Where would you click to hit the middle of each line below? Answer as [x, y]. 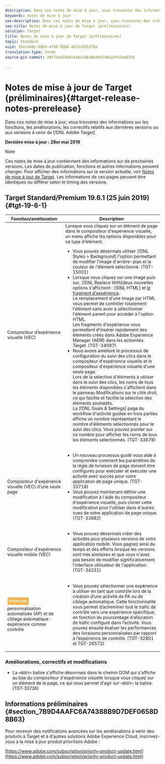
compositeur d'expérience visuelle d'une [114, 366]
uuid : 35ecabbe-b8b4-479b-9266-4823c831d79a [51, 47]
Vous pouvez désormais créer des [107, 534]
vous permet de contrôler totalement [110, 303]
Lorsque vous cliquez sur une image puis [114, 277]
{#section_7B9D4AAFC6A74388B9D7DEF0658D [82, 711]
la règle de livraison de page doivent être [114, 466]
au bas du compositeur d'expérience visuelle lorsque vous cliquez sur [83, 678]
